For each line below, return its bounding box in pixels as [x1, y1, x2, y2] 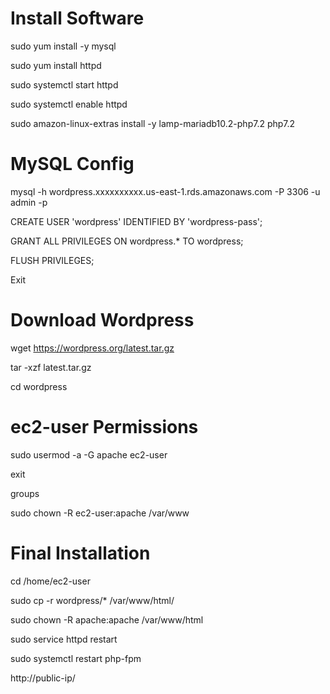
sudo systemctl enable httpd [10, 98, 128, 110]
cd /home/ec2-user [10, 575, 91, 587]
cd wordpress [10, 380, 68, 392]
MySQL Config [10, 153, 135, 176]
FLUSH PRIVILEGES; [10, 254, 95, 266]
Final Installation [10, 542, 151, 564]
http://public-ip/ [10, 672, 76, 684]
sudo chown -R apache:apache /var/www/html [10, 613, 204, 626]
